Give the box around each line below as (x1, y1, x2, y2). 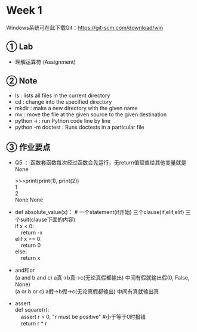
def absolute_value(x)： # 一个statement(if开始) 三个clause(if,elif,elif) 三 (14, 209, 191, 216)
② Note (6, 76, 38, 86)
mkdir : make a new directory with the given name (14, 104, 138, 111)
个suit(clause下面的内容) (14, 216, 76, 224)
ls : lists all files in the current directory (14, 92, 110, 99)
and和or (14, 266, 35, 274)
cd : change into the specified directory (14, 98, 112, 105)
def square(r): (14, 306, 50, 314)
